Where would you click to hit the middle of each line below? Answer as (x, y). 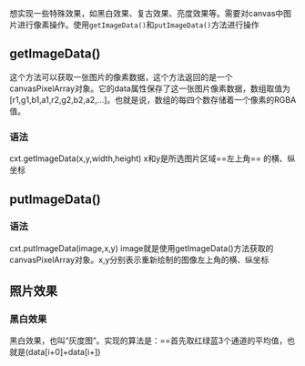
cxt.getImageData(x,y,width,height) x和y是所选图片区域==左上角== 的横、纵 (152, 158)
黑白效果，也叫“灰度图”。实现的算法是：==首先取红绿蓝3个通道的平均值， (148, 341)
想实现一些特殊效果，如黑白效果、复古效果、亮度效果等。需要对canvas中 (147, 13)
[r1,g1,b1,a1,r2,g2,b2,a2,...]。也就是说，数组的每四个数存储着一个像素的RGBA (153, 99)
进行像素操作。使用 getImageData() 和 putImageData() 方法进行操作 (138, 25)
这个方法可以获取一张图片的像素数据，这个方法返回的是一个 (121, 76)
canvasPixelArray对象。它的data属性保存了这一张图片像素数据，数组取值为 (150, 88)
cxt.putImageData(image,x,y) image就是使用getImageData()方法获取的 (142, 248)
